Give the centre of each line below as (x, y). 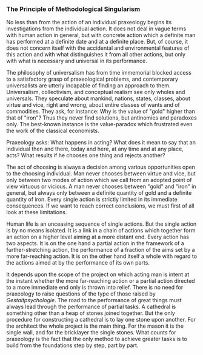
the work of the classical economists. (53, 131)
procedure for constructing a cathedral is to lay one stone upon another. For (101, 320)
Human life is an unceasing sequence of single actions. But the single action (101, 224)
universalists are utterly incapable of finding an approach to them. (88, 86)
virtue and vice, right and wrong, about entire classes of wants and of (93, 105)
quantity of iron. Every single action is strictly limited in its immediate (92, 200)
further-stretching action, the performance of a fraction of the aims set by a (101, 250)
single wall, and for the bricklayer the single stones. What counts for (91, 333)
